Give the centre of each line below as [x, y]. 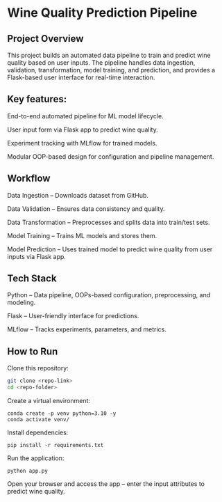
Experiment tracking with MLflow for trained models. [82, 143]
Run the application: [36, 458]
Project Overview [45, 39]
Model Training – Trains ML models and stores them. [82, 235]
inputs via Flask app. [36, 256]
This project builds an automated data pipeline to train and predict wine [109, 55]
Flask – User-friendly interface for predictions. [73, 316]
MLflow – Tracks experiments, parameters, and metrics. [87, 329]
